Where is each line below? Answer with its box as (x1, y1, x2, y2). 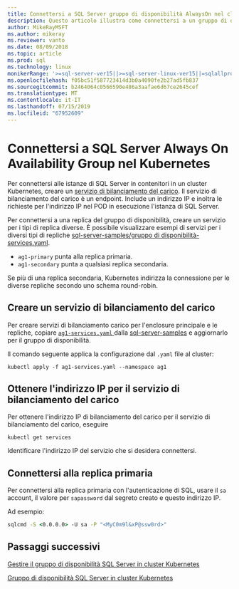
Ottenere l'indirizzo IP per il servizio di (7, 382, 180, 395)
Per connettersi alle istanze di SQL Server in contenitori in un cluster (7, 179, 208, 187)
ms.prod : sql (7, 57, 46, 64)
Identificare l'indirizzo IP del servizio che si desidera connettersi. (7, 447, 197, 455)
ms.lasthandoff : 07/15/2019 (7, 103, 91, 110)
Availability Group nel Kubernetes (7, 155, 211, 172)
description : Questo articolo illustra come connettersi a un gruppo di (7, 17, 228, 24)
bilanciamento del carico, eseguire (7, 420, 109, 429)
